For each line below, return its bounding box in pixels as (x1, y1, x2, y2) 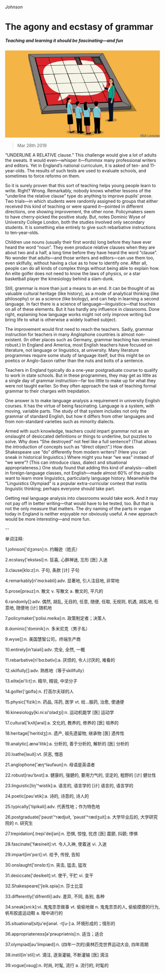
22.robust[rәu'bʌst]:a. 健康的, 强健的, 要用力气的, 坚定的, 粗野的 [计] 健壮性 (5, 772, 156, 778)
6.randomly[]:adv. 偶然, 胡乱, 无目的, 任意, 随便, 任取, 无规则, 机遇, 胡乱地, (5, 599, 153, 605)
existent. (5, 337, 23, 343)
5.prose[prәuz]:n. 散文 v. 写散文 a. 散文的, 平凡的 (5, 588, 103, 594)
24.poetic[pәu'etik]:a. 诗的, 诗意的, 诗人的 (5, 793, 89, 799)
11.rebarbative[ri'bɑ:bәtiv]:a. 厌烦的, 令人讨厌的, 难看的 (5, 657, 115, 663)
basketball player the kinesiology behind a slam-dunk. (5, 276, 114, 282)
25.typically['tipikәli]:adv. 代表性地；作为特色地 (5, 804, 100, 810)
